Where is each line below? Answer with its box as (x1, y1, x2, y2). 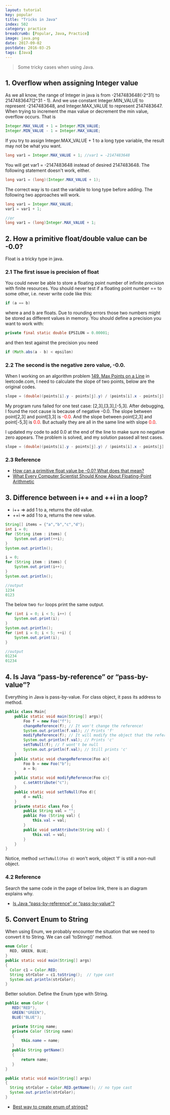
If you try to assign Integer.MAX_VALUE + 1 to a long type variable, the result (5, 138, 164, 144)
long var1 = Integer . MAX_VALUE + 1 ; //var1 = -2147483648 (5, 153, 130, 158)
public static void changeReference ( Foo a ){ (14, 756, 110, 762)
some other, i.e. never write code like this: (5, 291, 93, 297)
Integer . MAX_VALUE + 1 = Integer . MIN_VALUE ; (5, 124, 101, 129)
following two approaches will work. (5, 192, 80, 198)
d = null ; (23, 794, 44, 799)
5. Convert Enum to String (5, 915, 89, 923)
